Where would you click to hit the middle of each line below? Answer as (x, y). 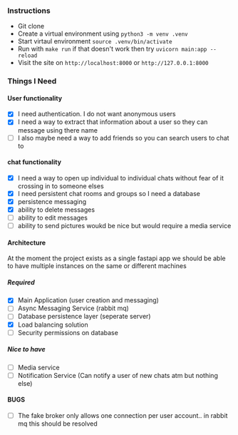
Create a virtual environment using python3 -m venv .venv (103, 34)
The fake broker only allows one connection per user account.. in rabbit (123, 415)
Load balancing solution (53, 324)
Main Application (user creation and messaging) (88, 300)
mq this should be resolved (57, 424)
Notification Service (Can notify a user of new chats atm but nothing (118, 375)
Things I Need (32, 81)
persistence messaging (52, 201)
